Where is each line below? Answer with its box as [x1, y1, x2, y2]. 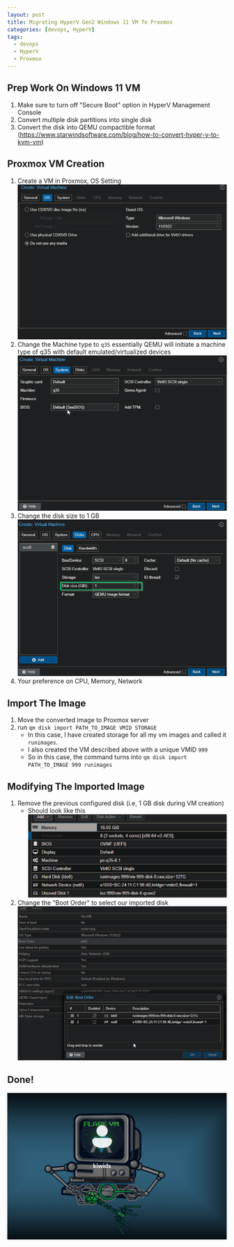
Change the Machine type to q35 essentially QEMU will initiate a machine [17, 341, 226, 349]
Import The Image [7, 697, 86, 709]
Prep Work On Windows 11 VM [7, 82, 141, 94]
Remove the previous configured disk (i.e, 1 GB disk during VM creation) [17, 799, 224, 807]
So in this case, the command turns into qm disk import [27, 753, 187, 761]
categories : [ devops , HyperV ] [7, 26, 95, 33]
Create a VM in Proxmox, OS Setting [17, 177, 122, 185]
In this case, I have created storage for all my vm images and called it [27, 731, 226, 739]
